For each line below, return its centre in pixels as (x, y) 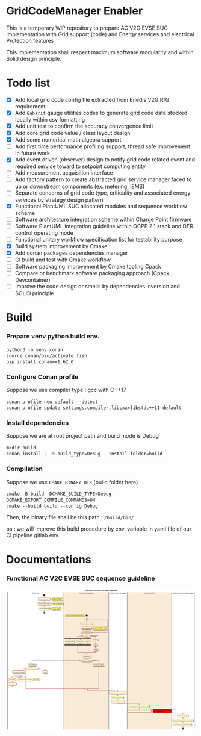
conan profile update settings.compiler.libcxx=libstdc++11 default (94, 408)
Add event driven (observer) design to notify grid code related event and (105, 160)
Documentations (49, 559)
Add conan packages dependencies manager (71, 253)
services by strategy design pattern (59, 199)
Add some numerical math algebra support (68, 140)
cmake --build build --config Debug (52, 506)
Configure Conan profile (42, 376)
